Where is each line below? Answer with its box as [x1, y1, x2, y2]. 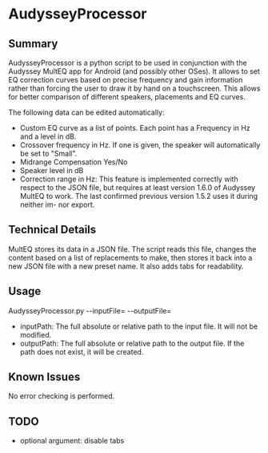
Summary [8, 37, 58, 51]
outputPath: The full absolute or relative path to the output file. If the [19, 338, 245, 348]
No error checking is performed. [8, 391, 115, 401]
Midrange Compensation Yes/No [19, 157, 128, 167]
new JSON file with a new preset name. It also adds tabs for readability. [8, 261, 244, 271]
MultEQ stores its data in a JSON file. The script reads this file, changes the [8, 244, 257, 253]
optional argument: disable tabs [19, 436, 125, 446]
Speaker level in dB [19, 166, 84, 175]
